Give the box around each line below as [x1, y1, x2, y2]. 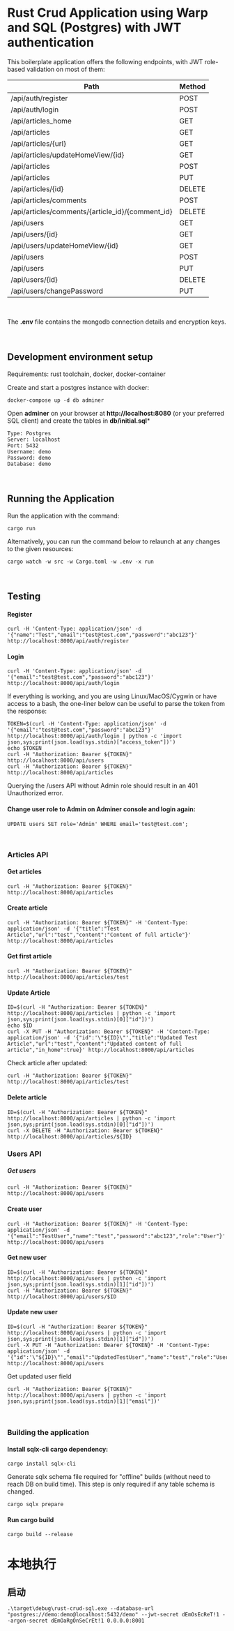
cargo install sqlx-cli [7, 1460, 77, 1468]
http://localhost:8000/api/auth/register [7, 638, 130, 645]
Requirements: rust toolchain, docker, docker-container [7, 370, 166, 378]
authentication [7, 35, 94, 50]
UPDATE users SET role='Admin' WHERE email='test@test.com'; [7, 820, 189, 827]
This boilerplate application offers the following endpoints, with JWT [7, 57, 203, 66]
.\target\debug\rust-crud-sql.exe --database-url [7, 1605, 155, 1612]
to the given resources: [7, 544, 74, 553]
